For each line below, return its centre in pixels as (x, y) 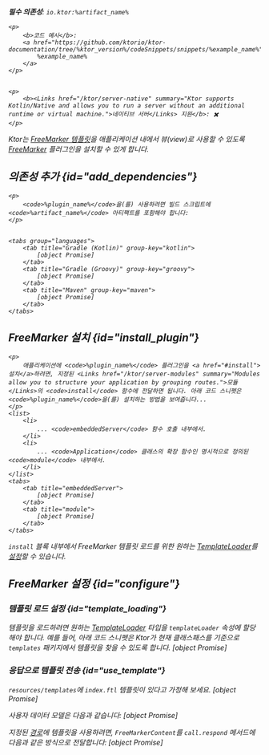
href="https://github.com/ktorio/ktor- (100, 43)
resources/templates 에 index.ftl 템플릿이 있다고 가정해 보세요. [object (122, 689)
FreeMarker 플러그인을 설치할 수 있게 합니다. (79, 149)
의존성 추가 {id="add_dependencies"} (103, 177)
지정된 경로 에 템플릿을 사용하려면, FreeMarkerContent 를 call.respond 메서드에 (132, 732)
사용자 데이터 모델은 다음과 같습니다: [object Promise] (93, 715)
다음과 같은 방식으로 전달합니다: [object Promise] (86, 742)
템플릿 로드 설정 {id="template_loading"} (87, 608)
